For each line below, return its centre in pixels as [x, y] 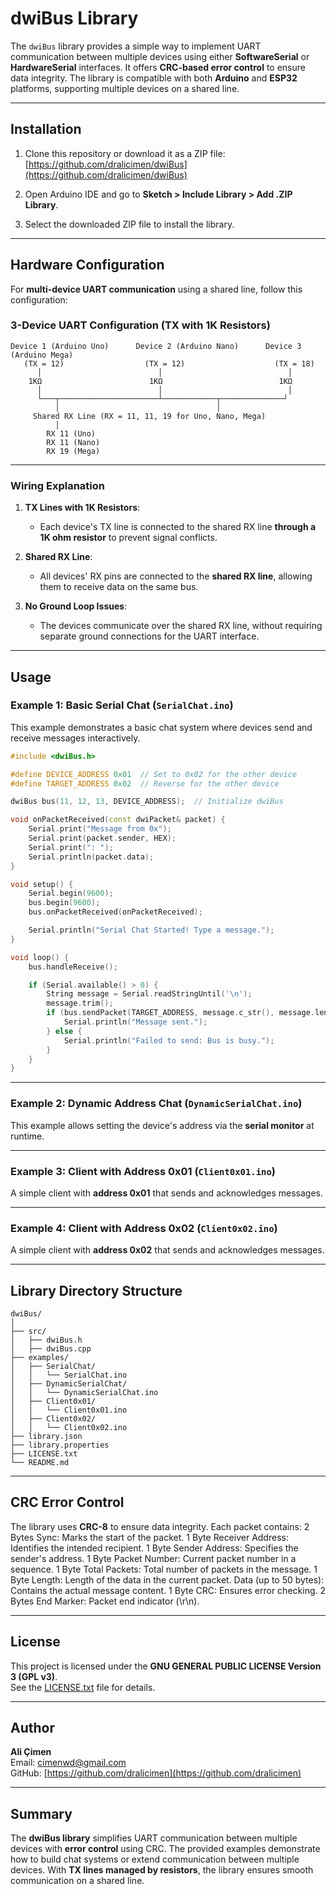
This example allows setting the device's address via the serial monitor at [162, 1125]
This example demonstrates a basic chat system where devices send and [161, 727]
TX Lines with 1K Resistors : [82, 508]
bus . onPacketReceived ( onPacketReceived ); [115, 912]
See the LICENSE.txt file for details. [83, 1687]
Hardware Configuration [87, 265]
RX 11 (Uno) [71, 433]
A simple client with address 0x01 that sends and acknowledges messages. [166, 1193]
